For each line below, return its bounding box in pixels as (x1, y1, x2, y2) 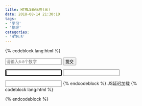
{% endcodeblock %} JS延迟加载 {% (63, 80, 137, 86)
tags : (5, 16, 16, 21)
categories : (5, 30, 29, 35)
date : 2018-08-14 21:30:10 (5, 12, 60, 17)
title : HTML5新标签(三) (5, 7, 50, 12)
